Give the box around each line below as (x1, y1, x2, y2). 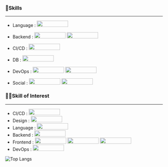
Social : (12, 80, 28, 86)
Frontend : (12, 139, 34, 145)
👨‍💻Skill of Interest (5, 92, 49, 99)
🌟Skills (5, 4, 22, 11)
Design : (12, 117, 30, 124)
